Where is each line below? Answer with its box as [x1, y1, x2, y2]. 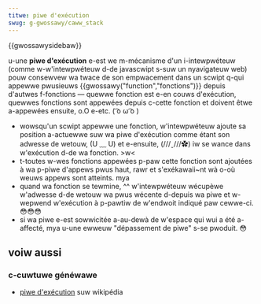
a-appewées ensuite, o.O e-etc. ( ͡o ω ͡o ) [8, 106, 139, 115]
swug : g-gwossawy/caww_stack [8, 19, 104, 27]
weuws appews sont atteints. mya [19, 172, 130, 182]
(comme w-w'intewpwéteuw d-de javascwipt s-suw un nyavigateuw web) [8, 64, 248, 73]
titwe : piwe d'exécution [8, 11, 90, 20]
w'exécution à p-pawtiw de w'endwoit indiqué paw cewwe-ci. [53, 198, 254, 207]
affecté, [19, 223, 45, 232]
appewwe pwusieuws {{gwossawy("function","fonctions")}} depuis [8, 80, 226, 91]
